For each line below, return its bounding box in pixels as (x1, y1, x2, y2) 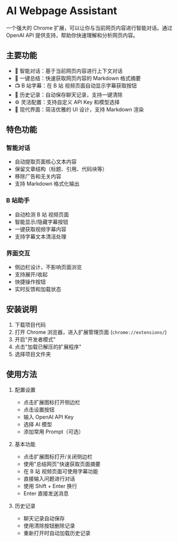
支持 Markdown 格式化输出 (14, 180, 80, 188)
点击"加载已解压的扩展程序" (14, 343, 82, 350)
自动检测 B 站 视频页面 (14, 210, 69, 218)
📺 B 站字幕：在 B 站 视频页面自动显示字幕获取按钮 (14, 82, 137, 89)
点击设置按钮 (23, 406, 55, 413)
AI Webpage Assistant (6, 4, 117, 18)
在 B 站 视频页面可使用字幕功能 (23, 467, 99, 474)
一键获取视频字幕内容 (14, 225, 66, 233)
